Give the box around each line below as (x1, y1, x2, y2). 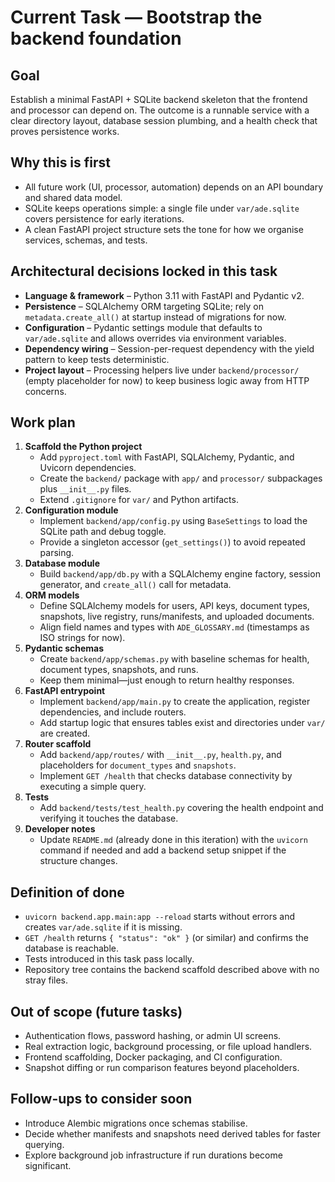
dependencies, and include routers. (39, 706, 187, 718)
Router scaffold (24, 738, 92, 750)
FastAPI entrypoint (24, 685, 106, 697)
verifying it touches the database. (39, 812, 179, 825)
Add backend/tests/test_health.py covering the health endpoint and (39, 802, 324, 814)
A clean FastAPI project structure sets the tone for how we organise (24, 223, 304, 235)
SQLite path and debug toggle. (39, 526, 167, 538)
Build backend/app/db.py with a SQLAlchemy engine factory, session (39, 568, 321, 580)
